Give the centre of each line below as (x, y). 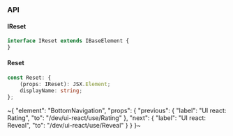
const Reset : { (29, 78)
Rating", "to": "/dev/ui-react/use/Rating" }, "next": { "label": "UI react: (106, 118)
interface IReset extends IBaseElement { (68, 41)
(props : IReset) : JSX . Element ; (65, 84)
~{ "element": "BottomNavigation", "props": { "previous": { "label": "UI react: (117, 110)
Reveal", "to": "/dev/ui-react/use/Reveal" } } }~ (74, 125)
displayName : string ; (51, 91)
